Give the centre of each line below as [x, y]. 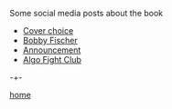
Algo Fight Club [52, 59]
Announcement [52, 50]
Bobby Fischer [50, 40]
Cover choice [48, 30]
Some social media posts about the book [86, 13]
